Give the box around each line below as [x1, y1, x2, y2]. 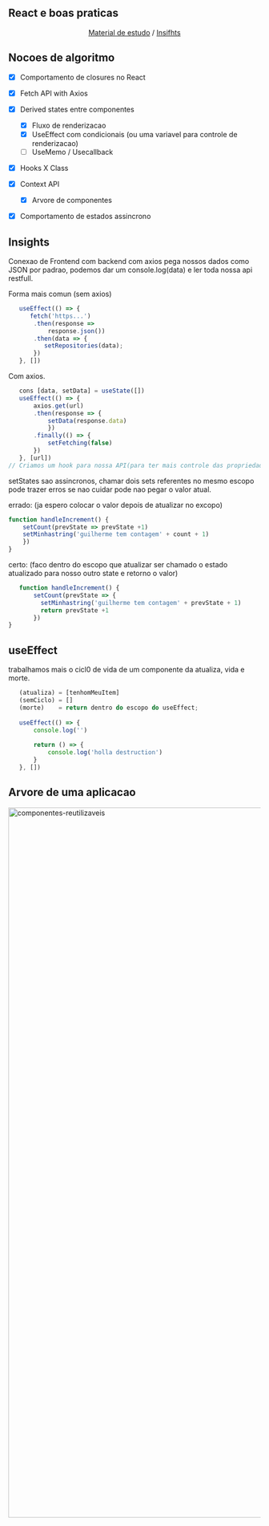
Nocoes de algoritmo [8, 51, 115, 65]
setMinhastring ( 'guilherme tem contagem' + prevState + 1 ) [40, 599, 242, 607]
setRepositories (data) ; [43, 342, 124, 350]
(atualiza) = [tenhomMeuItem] [18, 689, 120, 697]
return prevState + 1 [40, 606, 110, 615]
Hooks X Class [19, 164, 69, 172]
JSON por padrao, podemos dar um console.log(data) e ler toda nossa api [8, 265, 253, 275]
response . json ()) [47, 327, 106, 335]
